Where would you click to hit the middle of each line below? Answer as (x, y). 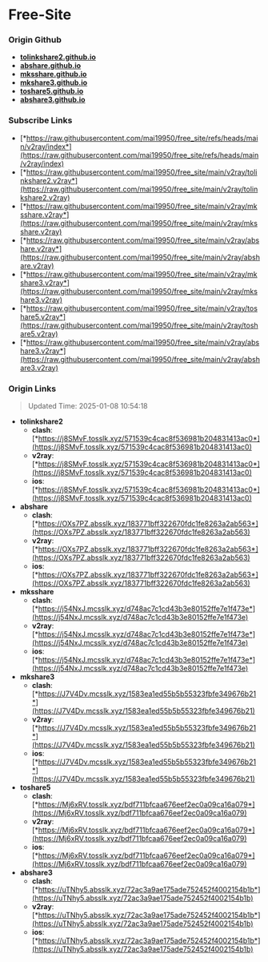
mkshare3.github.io (54, 83)
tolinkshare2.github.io (58, 57)
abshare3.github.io (52, 100)
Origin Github (35, 40)
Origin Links (32, 388)
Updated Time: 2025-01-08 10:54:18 (88, 406)
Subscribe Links (40, 120)
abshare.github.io (50, 66)
